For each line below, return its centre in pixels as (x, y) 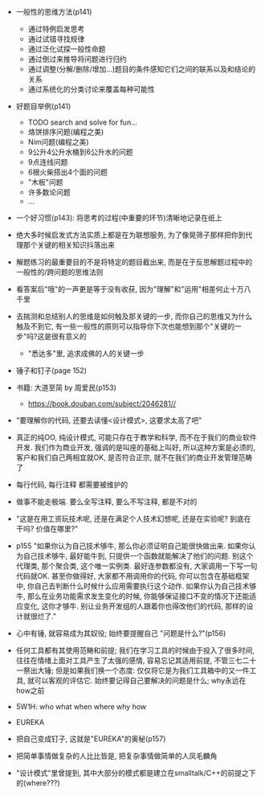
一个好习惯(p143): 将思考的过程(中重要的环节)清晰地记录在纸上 (119, 218)
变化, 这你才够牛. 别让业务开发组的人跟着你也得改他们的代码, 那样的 (135, 606)
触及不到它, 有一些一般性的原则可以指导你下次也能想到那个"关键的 (125, 326)
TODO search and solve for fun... (83, 122)
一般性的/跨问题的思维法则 (59, 272)
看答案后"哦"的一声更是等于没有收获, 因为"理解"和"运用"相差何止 (123, 289)
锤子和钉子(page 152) (51, 371)
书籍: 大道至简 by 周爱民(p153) (66, 387)
